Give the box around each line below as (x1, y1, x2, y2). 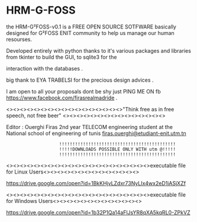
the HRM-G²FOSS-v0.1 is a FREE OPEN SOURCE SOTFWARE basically (6, 23, 176, 30)
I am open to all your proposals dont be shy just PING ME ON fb (6, 88, 161, 95)
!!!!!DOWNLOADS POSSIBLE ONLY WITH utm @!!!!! (59, 146, 176, 152)
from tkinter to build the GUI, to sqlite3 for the (6, 53, 117, 60)
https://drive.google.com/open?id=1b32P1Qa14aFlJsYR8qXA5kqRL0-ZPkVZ (6, 208, 190, 216)
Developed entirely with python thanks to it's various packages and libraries (6, 47, 191, 54)
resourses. (6, 36, 33, 43)
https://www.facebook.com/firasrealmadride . (6, 94, 118, 101)
